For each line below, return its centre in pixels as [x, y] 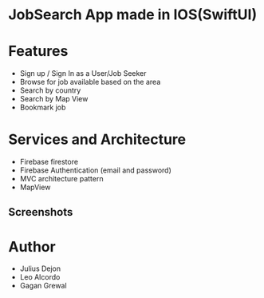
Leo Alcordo [40, 277]
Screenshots [41, 212]
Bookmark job [43, 107]
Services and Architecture [97, 139]
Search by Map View [54, 99]
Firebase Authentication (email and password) [95, 170]
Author [32, 246]
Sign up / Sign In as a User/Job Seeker [83, 74]
